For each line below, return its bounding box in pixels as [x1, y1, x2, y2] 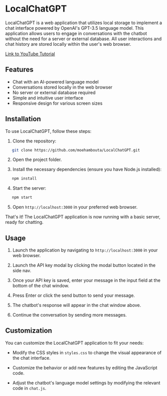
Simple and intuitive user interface [12, 95, 84, 101]
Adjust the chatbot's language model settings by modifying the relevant [12, 379, 160, 385]
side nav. [12, 268, 32, 273]
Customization [5, 327, 53, 335]
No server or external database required [12, 89, 96, 96]
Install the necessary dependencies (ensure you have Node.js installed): [12, 167, 162, 173]
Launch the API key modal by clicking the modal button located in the [12, 262, 156, 268]
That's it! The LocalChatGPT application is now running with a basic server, [5, 214, 160, 220]
